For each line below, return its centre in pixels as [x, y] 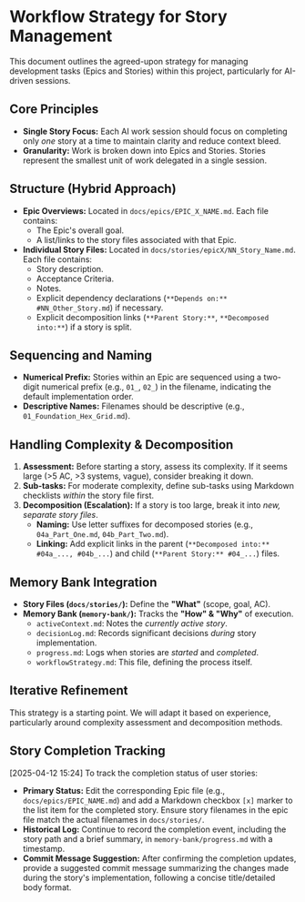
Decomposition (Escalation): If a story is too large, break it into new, [151, 505]
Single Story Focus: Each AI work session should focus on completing [155, 131]
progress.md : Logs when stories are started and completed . [147, 652]
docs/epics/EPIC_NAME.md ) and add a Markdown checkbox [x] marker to [158, 800]
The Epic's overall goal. [80, 230]
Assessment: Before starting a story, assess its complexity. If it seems [155, 467]
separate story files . [60, 515]
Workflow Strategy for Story [118, 17]
